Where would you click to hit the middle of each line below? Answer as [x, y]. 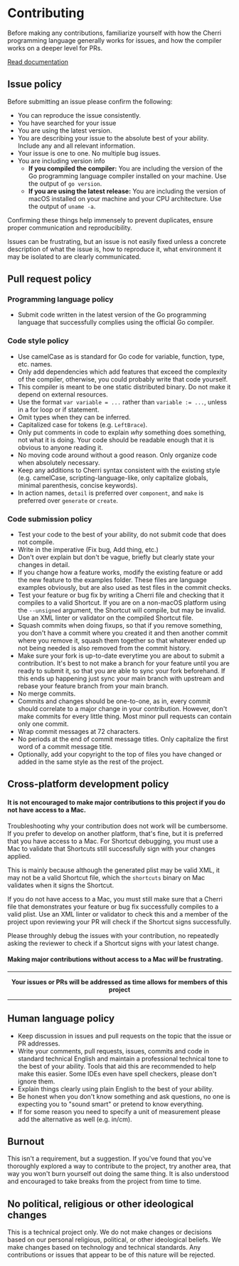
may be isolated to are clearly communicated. [74, 256]
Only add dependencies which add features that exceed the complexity [122, 372]
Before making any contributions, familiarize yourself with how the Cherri [115, 33]
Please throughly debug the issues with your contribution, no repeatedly [113, 935]
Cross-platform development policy [88, 784]
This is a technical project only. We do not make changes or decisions [110, 1232]
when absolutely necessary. [59, 462]
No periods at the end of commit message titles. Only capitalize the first [123, 739]
